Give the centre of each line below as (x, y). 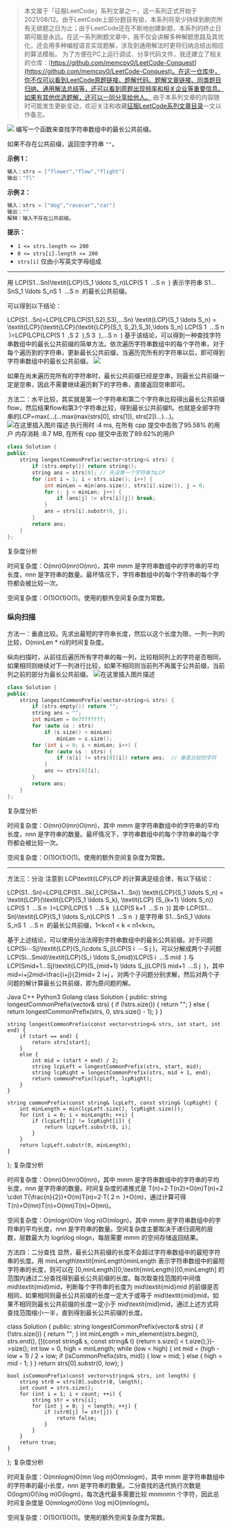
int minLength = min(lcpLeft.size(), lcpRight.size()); (102, 1109)
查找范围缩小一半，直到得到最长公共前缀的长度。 (77, 1312)
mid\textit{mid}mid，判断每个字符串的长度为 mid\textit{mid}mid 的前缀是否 (113, 1286)
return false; (77, 1418)
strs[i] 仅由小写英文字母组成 (59, 261)
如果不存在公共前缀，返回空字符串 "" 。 (63, 144)
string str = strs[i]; (65, 1400)
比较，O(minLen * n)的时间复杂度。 (58, 642)
